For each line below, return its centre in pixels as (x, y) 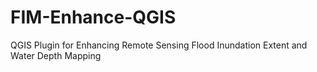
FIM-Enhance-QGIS (93, 17)
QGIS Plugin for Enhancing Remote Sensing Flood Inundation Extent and (159, 45)
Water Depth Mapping (56, 55)
